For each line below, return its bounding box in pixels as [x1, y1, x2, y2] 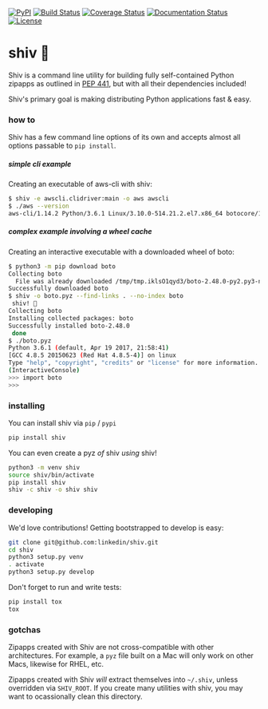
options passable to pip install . [8, 141, 116, 151]
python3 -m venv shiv [8, 463, 81, 471]
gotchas [8, 624, 41, 635]
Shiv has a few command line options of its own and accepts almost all [8, 133, 241, 142]
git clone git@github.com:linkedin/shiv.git [8, 538, 159, 546]
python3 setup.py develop [8, 568, 94, 576]
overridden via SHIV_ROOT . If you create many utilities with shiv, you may [8, 683, 243, 693]
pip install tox [8, 598, 62, 606]
